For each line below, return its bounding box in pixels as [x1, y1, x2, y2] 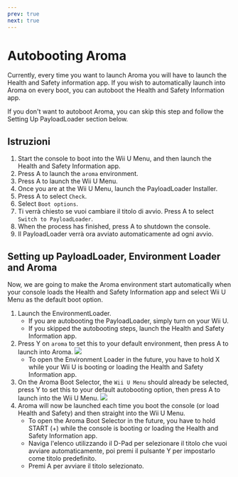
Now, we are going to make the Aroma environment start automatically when [7, 280, 232, 289]
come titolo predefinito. [28, 454, 97, 463]
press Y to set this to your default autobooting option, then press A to [17, 385, 221, 394]
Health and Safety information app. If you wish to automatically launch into [7, 79, 226, 87]
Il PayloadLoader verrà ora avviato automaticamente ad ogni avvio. [17, 230, 214, 238]
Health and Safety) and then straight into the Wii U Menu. [17, 409, 186, 417]
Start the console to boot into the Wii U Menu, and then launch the [17, 154, 212, 163]
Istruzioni [7, 136, 51, 148]
